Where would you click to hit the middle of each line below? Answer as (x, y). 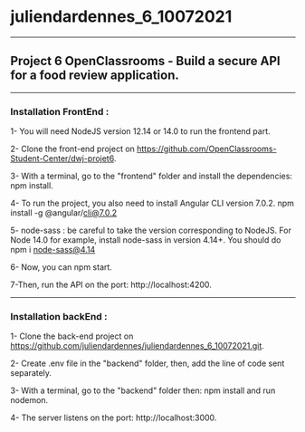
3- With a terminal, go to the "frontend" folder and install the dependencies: (152, 176)
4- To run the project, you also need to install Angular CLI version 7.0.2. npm (152, 203)
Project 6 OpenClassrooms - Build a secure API (145, 61)
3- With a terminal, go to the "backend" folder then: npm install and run (143, 390)
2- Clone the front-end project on (72, 149)
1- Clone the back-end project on (72, 336)
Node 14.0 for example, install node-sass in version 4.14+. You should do (146, 240)
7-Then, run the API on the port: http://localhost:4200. (111, 285)
